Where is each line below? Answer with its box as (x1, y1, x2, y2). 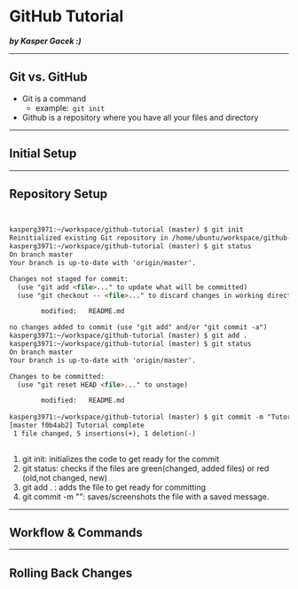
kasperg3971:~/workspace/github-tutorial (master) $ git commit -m (9, 412, 264, 422)
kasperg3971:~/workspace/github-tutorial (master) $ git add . (9, 331, 248, 341)
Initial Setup (9, 146, 77, 161)
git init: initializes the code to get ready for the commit (21, 453, 220, 464)
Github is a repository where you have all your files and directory (21, 112, 259, 122)
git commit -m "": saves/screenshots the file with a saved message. (21, 491, 270, 502)
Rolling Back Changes (9, 565, 133, 580)
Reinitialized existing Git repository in (9, 233, 169, 243)
